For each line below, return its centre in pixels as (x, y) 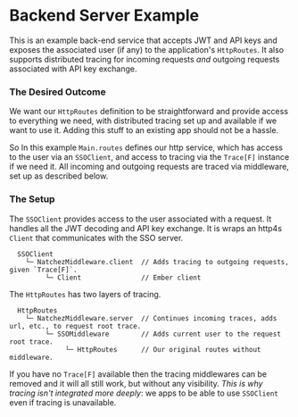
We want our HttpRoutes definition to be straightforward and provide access (149, 112)
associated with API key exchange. (73, 69)
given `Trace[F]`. (43, 270)
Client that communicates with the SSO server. (96, 238)
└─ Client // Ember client (123, 278)
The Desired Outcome (58, 92)
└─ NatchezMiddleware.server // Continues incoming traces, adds (151, 318)
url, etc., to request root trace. (75, 326)
